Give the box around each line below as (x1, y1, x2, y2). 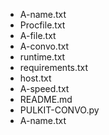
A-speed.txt (19, 83, 70, 94)
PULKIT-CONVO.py (19, 104, 100, 116)
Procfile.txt (19, 19, 66, 31)
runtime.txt (19, 51, 66, 63)
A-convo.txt (19, 40, 69, 52)
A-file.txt (19, 30, 57, 41)
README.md (19, 94, 73, 105)
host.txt (19, 72, 52, 84)
